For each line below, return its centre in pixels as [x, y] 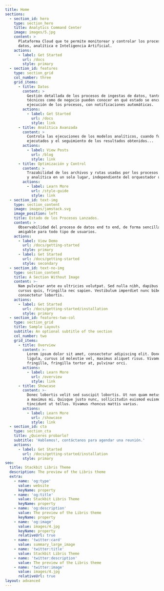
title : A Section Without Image [47, 277]
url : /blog [42, 155]
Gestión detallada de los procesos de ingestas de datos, [87, 96]
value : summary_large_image [47, 545]
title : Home [17, 10]
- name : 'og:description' [40, 508]
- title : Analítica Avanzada [48, 127]
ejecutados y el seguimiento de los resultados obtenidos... [90, 141]
